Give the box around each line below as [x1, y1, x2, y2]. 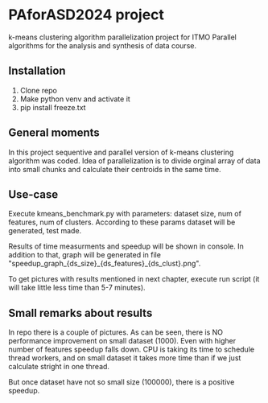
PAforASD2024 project [8, 6, 165, 24]
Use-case [8, 187, 59, 201]
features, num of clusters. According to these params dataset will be [8, 217, 236, 227]
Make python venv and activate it [19, 94, 130, 104]
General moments [8, 126, 101, 140]
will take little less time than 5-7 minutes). [8, 283, 146, 293]
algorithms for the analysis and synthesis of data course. [8, 40, 197, 50]
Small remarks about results [8, 306, 153, 319]
